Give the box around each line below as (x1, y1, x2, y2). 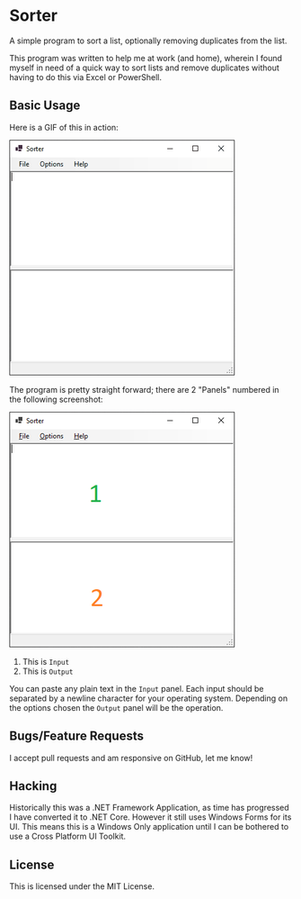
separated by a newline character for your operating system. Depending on (9, 693, 288, 704)
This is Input (22, 656, 70, 667)
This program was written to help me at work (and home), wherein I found (9, 52, 283, 63)
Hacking (9, 778, 58, 794)
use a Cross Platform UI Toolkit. (9, 831, 127, 842)
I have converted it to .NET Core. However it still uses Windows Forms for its (9, 812, 292, 822)
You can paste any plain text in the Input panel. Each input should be (9, 683, 264, 694)
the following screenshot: (9, 394, 103, 404)
